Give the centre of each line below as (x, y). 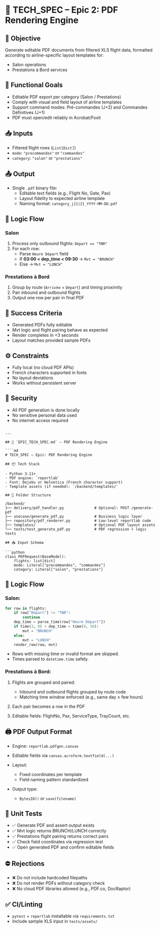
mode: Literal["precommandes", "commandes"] (60, 565)
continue (31, 618)
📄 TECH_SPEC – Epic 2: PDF (62, 10)
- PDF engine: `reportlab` (32, 478)
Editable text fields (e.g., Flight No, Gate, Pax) (65, 193)
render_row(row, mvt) (36, 645)
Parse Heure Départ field (44, 254)
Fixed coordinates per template (51, 774)
